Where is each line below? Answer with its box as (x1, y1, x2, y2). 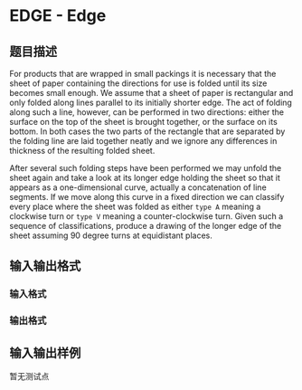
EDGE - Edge (9, 5, 107, 26)
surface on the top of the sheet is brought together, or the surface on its (9, 117, 278, 127)
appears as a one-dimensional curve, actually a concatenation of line (9, 182, 267, 193)
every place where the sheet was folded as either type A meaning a (9, 201, 261, 212)
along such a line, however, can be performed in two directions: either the (9, 107, 285, 118)
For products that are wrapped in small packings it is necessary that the (9, 69, 277, 79)
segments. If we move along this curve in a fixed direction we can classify (9, 192, 285, 202)
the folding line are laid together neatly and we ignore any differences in (9, 136, 278, 146)
